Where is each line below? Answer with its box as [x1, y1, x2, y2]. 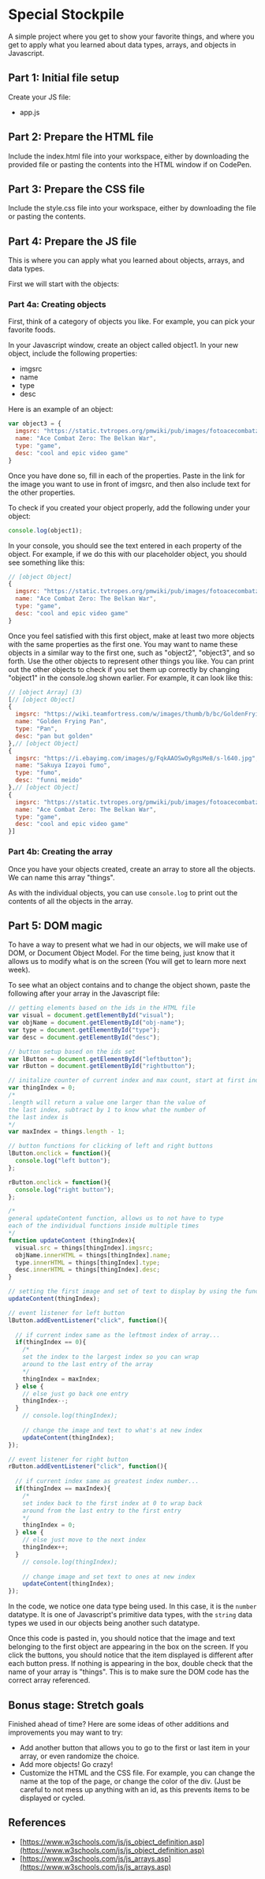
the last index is [8, 1113, 69, 1121]
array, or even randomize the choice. [19, 1751, 140, 1761]
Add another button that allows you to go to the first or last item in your [19, 1743, 251, 1753]
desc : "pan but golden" [15, 732, 93, 740]
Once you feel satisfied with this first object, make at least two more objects [8, 631, 255, 641]
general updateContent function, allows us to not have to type [8, 1215, 224, 1223]
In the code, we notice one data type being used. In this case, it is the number [8, 1601, 257, 1611]
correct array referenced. [8, 1675, 91, 1685]
